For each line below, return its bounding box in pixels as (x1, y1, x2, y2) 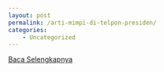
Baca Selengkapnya (8, 55, 73, 64)
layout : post (8, 11, 51, 20)
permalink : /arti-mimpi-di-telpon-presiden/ (8, 19, 157, 27)
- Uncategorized (22, 33, 76, 41)
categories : (8, 26, 47, 34)
